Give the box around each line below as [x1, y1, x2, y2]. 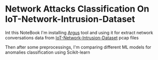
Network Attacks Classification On [5, 3, 150, 15]
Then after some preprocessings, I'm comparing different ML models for [5, 44, 152, 50]
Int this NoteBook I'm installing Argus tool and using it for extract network [5, 30, 154, 35]
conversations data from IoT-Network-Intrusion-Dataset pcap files [5, 35, 139, 41]
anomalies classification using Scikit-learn [5, 49, 90, 55]
